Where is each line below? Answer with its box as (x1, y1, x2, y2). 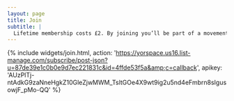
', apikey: (196, 63, 223, 72)
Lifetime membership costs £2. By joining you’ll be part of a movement (13, 29, 229, 37)
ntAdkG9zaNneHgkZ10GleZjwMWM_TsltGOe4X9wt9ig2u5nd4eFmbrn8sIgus (7, 78, 227, 87)
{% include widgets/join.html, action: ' (7, 49, 116, 57)
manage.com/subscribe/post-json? (7, 56, 108, 65)
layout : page (7, 10, 45, 17)
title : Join (7, 17, 42, 24)
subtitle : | (7, 23, 42, 30)
